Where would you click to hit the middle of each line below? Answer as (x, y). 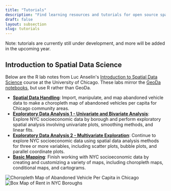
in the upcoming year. (28, 49)
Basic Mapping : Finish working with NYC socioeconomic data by (81, 157)
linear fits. (23, 130)
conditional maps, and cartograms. (49, 168)
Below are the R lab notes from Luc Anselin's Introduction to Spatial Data (81, 77)
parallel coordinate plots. (39, 151)
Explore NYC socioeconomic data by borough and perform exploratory (87, 119)
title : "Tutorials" (26, 10)
